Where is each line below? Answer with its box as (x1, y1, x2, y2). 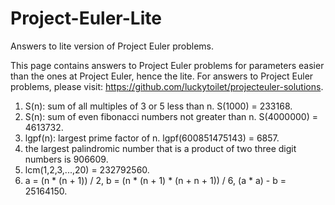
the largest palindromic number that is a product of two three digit (24, 142, 297, 154)
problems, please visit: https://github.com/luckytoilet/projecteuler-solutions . (10, 80, 324, 92)
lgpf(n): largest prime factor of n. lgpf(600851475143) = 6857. (24, 132, 280, 144)
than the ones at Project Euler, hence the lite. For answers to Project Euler (10, 70, 314, 82)
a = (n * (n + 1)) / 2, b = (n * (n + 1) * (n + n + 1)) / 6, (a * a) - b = (24, 174, 287, 186)
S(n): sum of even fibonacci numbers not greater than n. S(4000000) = (24, 110, 318, 122)
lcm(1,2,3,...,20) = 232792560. (24, 163, 150, 176)
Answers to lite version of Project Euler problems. (10, 40, 215, 52)
